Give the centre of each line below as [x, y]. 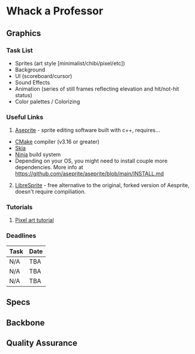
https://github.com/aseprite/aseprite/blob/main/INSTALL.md [89, 174]
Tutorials [19, 207]
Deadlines [21, 236]
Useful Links [25, 117]
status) [24, 95]
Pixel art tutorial [34, 220]
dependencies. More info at [49, 167]
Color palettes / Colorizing [47, 101]
